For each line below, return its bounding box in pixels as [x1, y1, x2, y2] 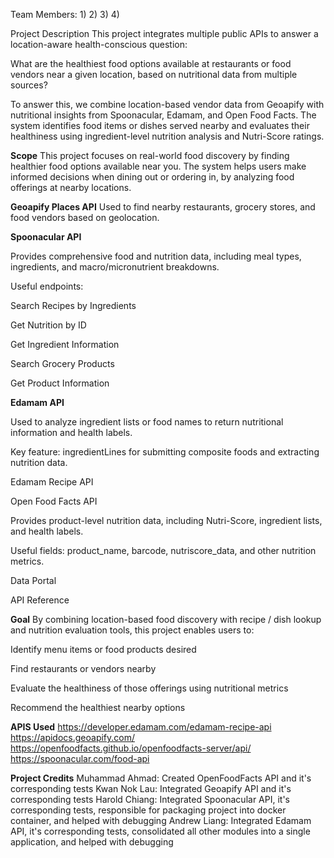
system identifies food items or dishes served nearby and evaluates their [10, 120, 310, 131]
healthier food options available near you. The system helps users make [10, 160, 307, 172]
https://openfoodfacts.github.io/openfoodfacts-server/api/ [10, 742, 252, 754]
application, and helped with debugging [10, 836, 174, 848]
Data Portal [10, 575, 57, 586]
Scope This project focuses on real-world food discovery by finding [10, 150, 290, 161]
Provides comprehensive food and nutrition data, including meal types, [10, 250, 302, 262]
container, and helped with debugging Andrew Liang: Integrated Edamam [10, 815, 312, 826]
